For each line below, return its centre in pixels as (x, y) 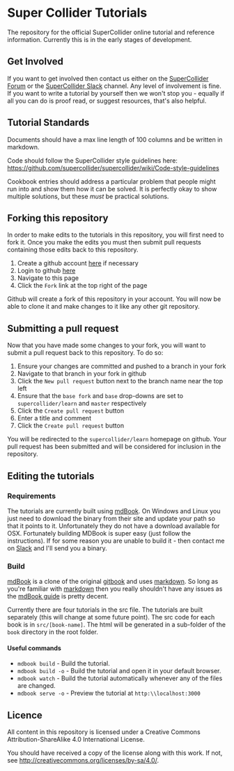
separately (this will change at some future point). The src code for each (111, 617)
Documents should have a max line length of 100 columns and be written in (115, 139)
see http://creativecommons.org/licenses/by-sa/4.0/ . (83, 761)
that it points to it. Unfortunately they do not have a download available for (114, 526)
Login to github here (46, 271)
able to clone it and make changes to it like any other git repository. (103, 307)
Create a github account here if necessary (78, 263)
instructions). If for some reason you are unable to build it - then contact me (116, 541)
